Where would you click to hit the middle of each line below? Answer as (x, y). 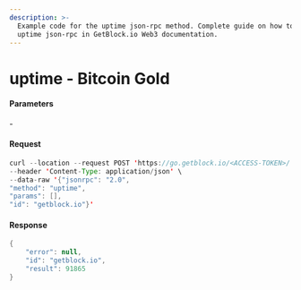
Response (28, 225)
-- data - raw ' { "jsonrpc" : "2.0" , (69, 180)
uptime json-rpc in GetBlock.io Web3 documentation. (118, 34)
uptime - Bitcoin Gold (90, 78)
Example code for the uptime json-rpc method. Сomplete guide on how (150, 26)
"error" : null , (54, 252)
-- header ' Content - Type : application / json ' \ (95, 171)
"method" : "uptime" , (48, 188)
